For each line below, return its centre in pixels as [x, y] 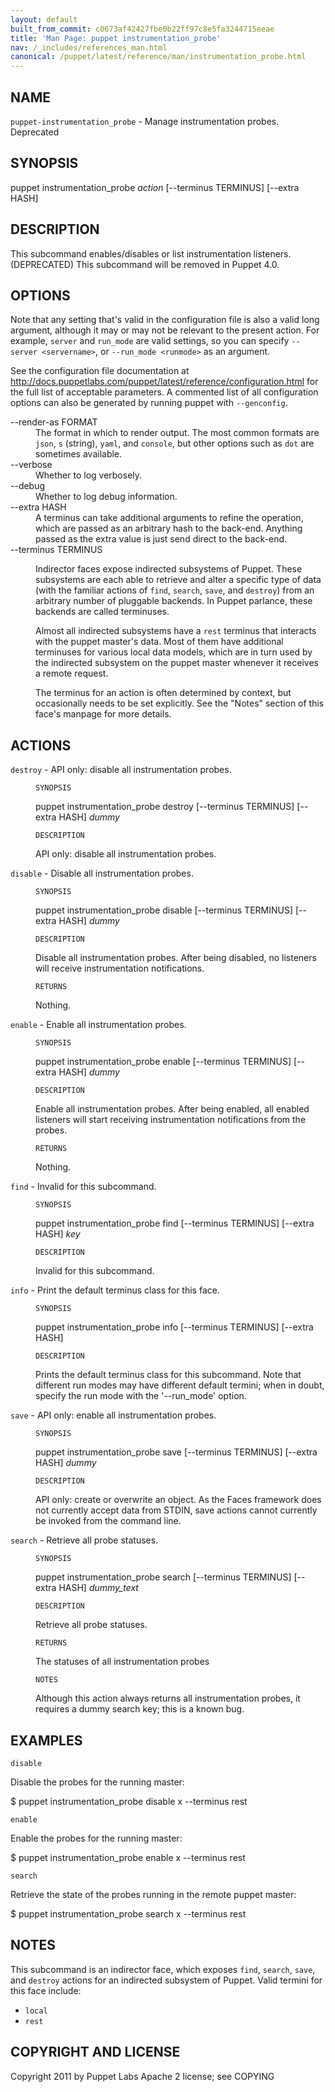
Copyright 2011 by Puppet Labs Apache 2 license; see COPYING [142, 2076]
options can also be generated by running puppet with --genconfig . [149, 403]
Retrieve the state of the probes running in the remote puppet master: [153, 1894]
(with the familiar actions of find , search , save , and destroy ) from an [175, 590]
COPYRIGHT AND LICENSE [95, 2052]
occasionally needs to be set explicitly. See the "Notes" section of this [180, 703]
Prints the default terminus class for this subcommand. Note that [168, 1375]
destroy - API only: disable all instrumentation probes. [121, 770]
